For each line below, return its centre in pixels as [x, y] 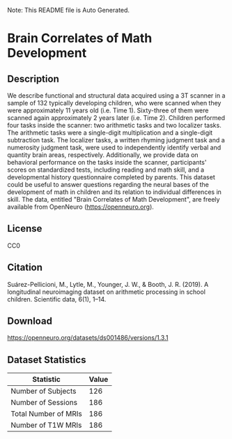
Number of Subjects [44, 392]
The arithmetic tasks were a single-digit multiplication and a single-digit [110, 133]
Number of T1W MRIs [46, 425]
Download [30, 321]
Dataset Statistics [47, 360]
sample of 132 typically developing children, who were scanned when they [114, 103]
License [25, 229]
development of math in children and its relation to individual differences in [114, 192]
